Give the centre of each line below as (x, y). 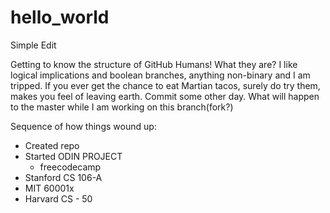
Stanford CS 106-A (63, 177)
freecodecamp (70, 167)
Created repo (52, 145)
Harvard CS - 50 (58, 198)
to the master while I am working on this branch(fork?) (122, 107)
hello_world (60, 17)
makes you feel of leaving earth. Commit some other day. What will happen (165, 96)
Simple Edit (33, 45)
